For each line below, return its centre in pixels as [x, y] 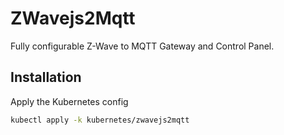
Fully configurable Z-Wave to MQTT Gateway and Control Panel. [142, 46]
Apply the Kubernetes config [69, 101]
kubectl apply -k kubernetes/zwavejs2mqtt [100, 120]
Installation [46, 77]
